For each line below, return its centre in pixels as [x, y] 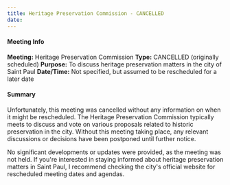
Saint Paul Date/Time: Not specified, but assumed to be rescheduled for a [112, 71]
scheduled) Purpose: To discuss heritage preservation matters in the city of [114, 64]
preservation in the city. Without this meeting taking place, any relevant [108, 132]
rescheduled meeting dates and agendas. [66, 174]
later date [21, 79]
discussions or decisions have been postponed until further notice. [102, 138]
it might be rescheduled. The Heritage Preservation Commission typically [111, 116]
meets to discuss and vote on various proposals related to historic [100, 124]
